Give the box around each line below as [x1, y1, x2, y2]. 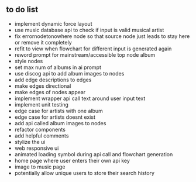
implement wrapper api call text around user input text [14, 95, 146, 102]
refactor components [14, 126, 66, 133]
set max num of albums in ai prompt [14, 64, 101, 71]
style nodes [14, 57, 43, 64]
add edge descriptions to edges [14, 76, 92, 83]
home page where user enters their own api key [14, 157, 130, 164]
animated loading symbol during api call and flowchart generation [14, 150, 173, 157]
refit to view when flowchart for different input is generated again [14, 45, 172, 52]
